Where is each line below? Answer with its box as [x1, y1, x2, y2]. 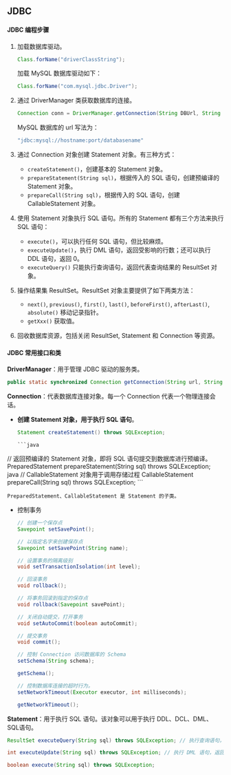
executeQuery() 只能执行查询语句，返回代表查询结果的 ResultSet [27, 263, 210, 271]
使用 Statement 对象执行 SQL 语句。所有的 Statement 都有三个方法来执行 [16, 214, 224, 222]
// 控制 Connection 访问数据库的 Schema [16, 651, 126, 658]
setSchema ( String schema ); [16, 657, 95, 665]
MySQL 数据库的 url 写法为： [16, 123, 99, 131]
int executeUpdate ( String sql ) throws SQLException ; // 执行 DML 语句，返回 [7, 750, 225, 756]
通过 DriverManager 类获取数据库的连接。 [16, 96, 136, 105]
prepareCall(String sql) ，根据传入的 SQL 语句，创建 [27, 191, 180, 199]
